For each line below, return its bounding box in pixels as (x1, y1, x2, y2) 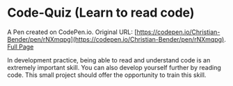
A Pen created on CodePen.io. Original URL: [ (7, 28, 137, 36)
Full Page (7, 42, 34, 51)
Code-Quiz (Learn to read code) (7, 5, 195, 21)
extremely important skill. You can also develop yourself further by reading (7, 63, 221, 71)
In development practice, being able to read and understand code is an (7, 55, 211, 64)
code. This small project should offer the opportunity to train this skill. (7, 71, 207, 79)
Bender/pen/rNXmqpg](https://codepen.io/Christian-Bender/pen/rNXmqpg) (7, 35, 225, 43)
